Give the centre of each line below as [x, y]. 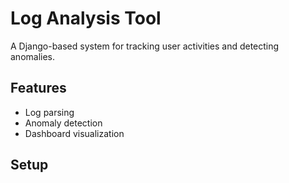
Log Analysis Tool [86, 18]
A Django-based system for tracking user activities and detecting [145, 46]
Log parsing [49, 112]
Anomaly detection [63, 123]
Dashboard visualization [74, 133]
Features [38, 88]
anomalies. [33, 56]
